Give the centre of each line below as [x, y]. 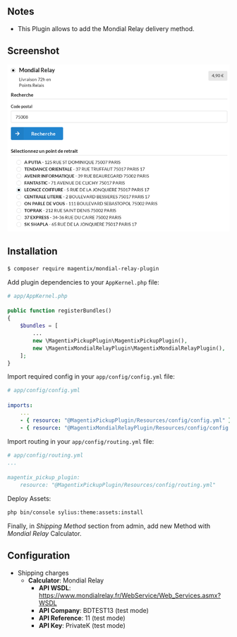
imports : [20, 406]
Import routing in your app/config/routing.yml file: [81, 441]
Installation [32, 252]
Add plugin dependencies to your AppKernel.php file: [84, 282]
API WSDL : [55, 587]
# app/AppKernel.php [38, 296]
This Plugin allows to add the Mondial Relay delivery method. [106, 28]
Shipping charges [43, 573]
